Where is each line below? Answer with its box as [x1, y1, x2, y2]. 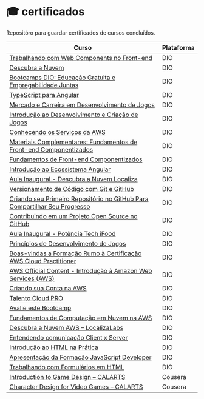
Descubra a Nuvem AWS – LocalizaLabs [9, 323, 123, 332]
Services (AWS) [9, 274, 55, 283]
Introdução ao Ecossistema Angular [9, 165, 111, 173]
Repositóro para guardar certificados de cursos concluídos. [6, 29, 155, 36]
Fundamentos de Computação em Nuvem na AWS [9, 313, 152, 322]
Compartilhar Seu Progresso [9, 202, 90, 210]
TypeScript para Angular [9, 90, 80, 99]
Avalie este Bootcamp [9, 304, 72, 312]
